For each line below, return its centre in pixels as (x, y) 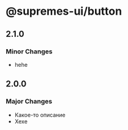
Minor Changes (29, 52)
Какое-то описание (40, 115)
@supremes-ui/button (64, 11)
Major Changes (29, 101)
